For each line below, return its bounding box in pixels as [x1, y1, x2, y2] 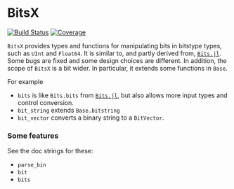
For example [7, 77, 44, 85]
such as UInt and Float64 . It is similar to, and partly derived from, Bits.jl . [7, 49, 221, 57]
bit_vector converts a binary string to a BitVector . [17, 113, 164, 122]
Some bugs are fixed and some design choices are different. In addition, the [7, 56, 227, 64]
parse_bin [17, 162, 47, 169]
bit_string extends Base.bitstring [17, 106, 121, 114]
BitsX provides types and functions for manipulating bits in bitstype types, [7, 41, 223, 50]
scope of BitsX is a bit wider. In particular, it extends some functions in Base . [7, 64, 228, 72]
